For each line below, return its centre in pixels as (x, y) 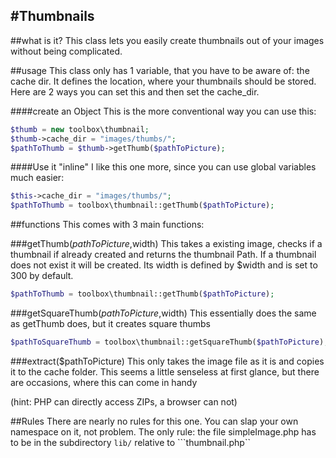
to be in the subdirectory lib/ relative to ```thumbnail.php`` (130, 442)
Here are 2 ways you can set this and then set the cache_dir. (135, 91)
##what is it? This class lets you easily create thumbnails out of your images (167, 40)
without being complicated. (66, 51)
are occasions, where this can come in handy (104, 382)
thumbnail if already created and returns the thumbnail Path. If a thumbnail (163, 255)
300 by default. (42, 276)
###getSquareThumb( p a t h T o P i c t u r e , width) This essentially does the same (163, 313)
